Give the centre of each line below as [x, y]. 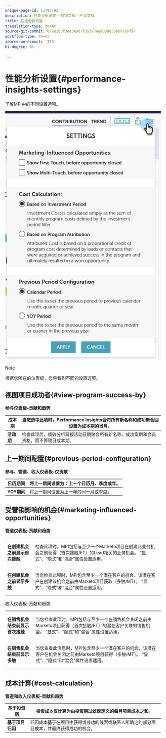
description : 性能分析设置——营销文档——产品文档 [50, 16]
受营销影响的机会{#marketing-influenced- [71, 510]
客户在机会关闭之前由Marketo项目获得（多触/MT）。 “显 [92, 654]
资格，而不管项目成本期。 [48, 440]
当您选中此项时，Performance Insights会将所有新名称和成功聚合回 [90, 420]
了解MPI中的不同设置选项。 [33, 104]
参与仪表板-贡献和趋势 [28, 408]
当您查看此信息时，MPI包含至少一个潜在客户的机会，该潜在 [96, 648]
